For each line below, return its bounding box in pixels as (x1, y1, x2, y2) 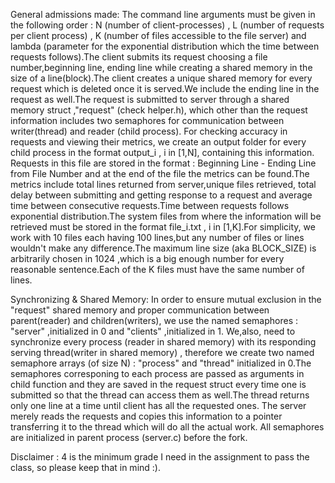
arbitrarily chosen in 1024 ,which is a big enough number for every (10, 253, 285, 264)
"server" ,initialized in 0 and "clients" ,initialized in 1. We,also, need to (10, 325, 296, 337)
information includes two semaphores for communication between (10, 115, 285, 126)
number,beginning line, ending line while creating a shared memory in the (10, 62, 313, 73)
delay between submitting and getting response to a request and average (10, 189, 313, 201)
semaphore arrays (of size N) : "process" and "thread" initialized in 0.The (10, 357, 312, 369)
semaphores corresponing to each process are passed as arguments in (10, 368, 305, 379)
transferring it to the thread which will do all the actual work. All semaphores (10, 421, 325, 433)
